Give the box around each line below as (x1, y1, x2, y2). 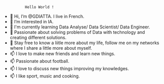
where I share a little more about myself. (9, 45, 92, 51)
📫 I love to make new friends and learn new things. (9, 51, 115, 57)
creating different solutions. (9, 35, 67, 40)
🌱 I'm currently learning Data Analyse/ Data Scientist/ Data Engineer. (9, 24, 150, 30)
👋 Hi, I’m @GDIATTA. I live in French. (9, 13, 84, 19)
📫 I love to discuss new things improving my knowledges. (9, 66, 129, 72)
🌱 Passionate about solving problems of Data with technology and (9, 29, 145, 35)
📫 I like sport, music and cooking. (9, 73, 80, 79)
